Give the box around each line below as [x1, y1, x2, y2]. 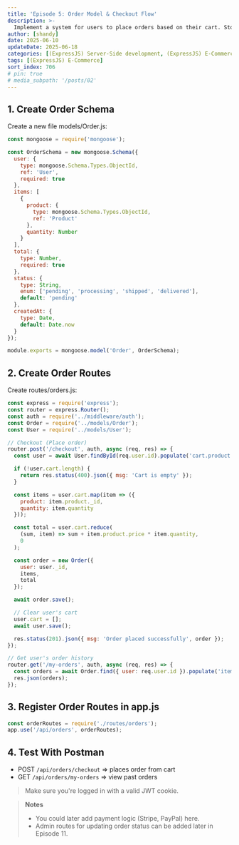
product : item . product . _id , [20, 498, 103, 505]
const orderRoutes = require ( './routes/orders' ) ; [7, 719, 158, 727]
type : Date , [20, 314, 55, 322]
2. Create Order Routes [7, 367, 112, 379]
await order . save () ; [14, 596, 75, 603]
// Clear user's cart [14, 609, 78, 616]
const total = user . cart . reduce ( [14, 524, 113, 531]
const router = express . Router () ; [7, 406, 110, 414]
